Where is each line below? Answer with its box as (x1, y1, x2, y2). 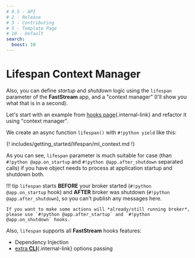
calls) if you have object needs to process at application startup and (6, 164, 172, 171)
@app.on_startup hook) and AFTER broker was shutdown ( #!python (6, 188, 170, 196)
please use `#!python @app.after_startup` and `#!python (6, 211, 150, 217)
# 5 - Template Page (6, 25, 58, 31)
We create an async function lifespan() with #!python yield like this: (6, 129, 177, 136)
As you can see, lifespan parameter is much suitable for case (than (6, 152, 172, 159)
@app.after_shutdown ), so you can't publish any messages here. (6, 195, 162, 202)
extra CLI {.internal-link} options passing (14, 244, 113, 252)
